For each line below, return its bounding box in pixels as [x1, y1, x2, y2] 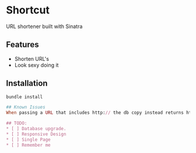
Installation [6, 78, 48, 88]
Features [6, 40, 39, 50]
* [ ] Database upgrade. [6, 126, 66, 132]
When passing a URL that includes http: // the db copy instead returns [6, 110, 184, 116]
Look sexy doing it [14, 61, 59, 68]
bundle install [6, 94, 43, 100]
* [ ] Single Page [6, 137, 51, 142]
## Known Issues [6, 105, 45, 110]
